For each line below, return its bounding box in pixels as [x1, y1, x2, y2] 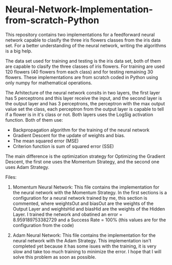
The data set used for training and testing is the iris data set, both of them [5, 58, 161, 64]
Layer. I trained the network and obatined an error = [12, 211, 123, 217]
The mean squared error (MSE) [12, 138, 79, 144]
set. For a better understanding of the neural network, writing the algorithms [5, 42, 166, 48]
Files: [5, 174, 17, 180]
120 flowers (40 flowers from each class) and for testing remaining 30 [5, 68, 153, 75]
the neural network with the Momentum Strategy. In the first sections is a [12, 189, 167, 196]
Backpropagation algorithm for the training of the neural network [12, 127, 150, 133]
